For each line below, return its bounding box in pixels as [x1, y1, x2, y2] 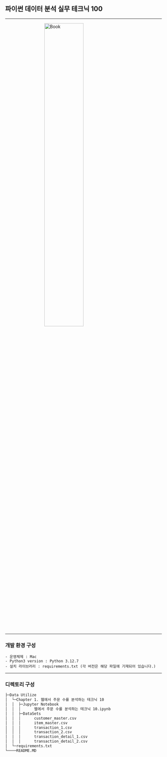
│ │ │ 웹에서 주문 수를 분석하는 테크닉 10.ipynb [5, 707, 111, 712]
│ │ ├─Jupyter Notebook [5, 702, 59, 707]
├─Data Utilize [5, 693, 37, 698]
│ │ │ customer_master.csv [5, 716, 77, 721]
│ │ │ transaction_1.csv [5, 725, 72, 730]
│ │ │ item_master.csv [5, 720, 68, 725]
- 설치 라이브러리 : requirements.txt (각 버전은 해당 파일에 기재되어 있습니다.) [5, 664, 156, 669]
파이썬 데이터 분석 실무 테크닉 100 [5, 4, 103, 13]
